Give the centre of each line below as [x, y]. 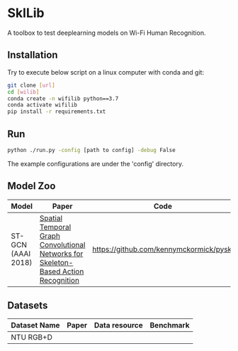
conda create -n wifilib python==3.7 [63, 98]
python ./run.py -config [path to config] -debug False [91, 150]
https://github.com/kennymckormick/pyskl [163, 249]
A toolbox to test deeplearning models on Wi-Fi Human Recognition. [107, 33]
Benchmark [170, 325]
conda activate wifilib [42, 105]
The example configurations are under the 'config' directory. [96, 163]
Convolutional [62, 244]
